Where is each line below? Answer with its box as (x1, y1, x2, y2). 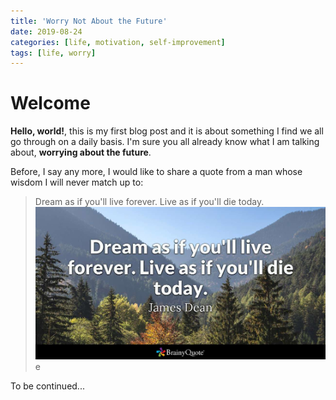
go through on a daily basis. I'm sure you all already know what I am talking (10, 136, 320, 148)
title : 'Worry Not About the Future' (10, 16, 168, 26)
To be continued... (10, 380, 85, 392)
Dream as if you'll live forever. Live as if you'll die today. (34, 196, 265, 208)
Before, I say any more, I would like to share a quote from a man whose (10, 166, 303, 178)
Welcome (10, 92, 91, 115)
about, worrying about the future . (10, 146, 152, 159)
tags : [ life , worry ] (10, 48, 97, 58)
